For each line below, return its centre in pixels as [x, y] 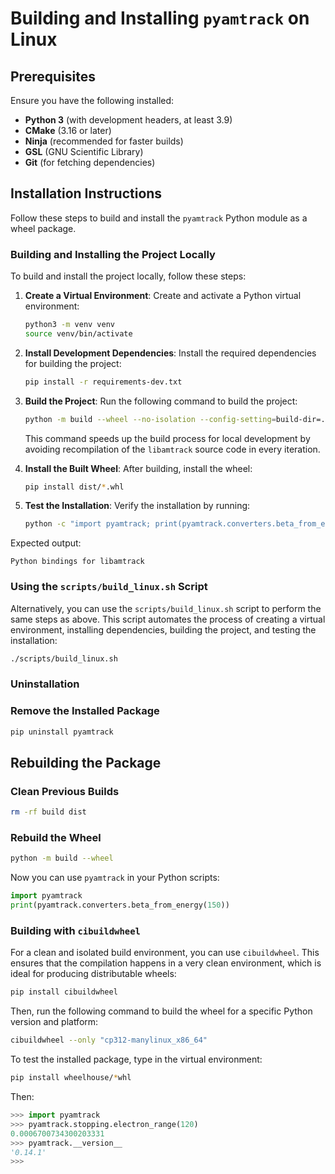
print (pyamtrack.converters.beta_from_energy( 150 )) [120, 905]
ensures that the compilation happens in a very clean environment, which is [166, 963]
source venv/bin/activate [78, 333]
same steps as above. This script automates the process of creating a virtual [168, 619]
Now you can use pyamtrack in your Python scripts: [115, 878]
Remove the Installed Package [85, 711]
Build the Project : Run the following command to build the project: [161, 401]
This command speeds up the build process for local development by [167, 438]
